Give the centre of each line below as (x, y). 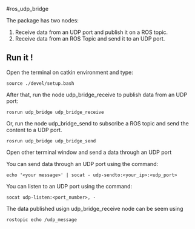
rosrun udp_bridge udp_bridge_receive (55, 112)
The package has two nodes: (42, 20)
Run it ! (20, 58)
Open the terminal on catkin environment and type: (70, 72)
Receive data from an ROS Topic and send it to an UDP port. (90, 38)
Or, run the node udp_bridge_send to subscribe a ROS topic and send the (97, 123)
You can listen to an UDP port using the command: (69, 186)
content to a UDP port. (34, 130)
